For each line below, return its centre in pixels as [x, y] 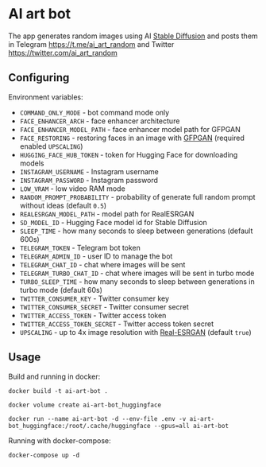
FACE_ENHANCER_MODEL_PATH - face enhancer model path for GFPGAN [130, 129]
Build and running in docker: [54, 376]
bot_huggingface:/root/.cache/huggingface [79, 426]
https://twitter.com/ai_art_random [63, 53]
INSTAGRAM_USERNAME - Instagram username [89, 171]
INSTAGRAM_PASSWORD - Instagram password [89, 180]
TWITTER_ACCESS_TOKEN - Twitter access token [93, 315]
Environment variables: [46, 97]
